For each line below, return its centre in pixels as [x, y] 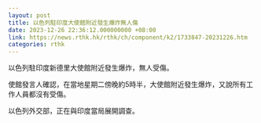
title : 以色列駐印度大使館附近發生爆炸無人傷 [74, 23]
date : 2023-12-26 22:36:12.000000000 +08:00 [82, 30]
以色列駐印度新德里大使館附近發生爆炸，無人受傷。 [91, 68]
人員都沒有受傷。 [42, 94]
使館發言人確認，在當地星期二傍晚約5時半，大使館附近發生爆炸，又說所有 [127, 85]
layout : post [29, 15]
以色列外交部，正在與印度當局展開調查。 [74, 111]
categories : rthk [37, 45]
